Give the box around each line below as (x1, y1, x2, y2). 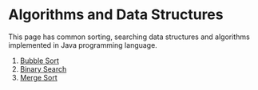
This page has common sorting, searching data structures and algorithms (8, 32, 250, 41)
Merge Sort (19, 72, 58, 82)
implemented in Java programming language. (8, 40, 157, 49)
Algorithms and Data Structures (8, 6, 224, 24)
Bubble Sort (19, 56, 60, 65)
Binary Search (19, 64, 67, 73)
